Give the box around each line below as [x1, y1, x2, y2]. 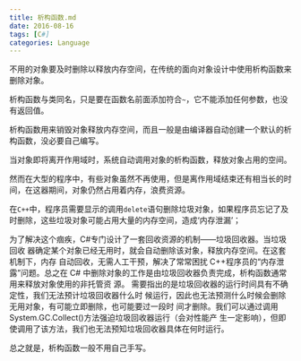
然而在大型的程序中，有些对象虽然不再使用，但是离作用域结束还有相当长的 [9, 174, 284, 185]
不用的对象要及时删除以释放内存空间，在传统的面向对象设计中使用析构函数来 [9, 64, 292, 74]
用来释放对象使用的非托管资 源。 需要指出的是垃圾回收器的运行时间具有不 [9, 279, 280, 289]
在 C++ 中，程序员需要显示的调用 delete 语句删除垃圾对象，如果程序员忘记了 [9, 203, 281, 215]
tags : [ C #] [9, 30, 50, 39]
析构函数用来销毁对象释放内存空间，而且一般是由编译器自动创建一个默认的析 [9, 125, 292, 135]
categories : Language [9, 38, 90, 47]
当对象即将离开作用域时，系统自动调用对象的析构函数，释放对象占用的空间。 [9, 154, 292, 166]
